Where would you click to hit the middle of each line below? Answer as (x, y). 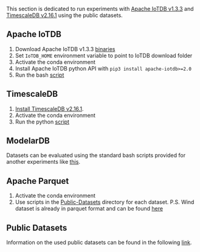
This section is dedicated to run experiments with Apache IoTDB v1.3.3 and (100, 9)
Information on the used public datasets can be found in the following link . (99, 242)
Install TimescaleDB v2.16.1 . (49, 108)
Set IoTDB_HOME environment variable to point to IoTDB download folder (104, 55)
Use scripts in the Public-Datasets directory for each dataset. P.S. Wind (105, 202)
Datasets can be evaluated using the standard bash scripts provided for (96, 155)
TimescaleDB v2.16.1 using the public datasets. (64, 15)
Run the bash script (40, 75)
